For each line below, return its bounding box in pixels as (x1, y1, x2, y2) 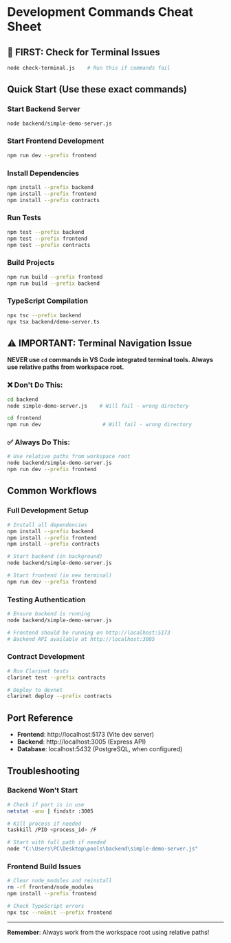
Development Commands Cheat (7, 4, 194, 20)
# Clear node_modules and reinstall (7, 877, 112, 884)
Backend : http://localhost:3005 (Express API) (16, 737, 146, 746)
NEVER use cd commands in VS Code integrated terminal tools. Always (7, 356, 213, 364)
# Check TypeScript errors (7, 903, 85, 910)
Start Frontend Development (7, 136, 104, 146)
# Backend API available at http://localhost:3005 (7, 635, 155, 642)
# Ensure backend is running (7, 611, 91, 617)
